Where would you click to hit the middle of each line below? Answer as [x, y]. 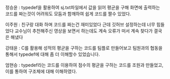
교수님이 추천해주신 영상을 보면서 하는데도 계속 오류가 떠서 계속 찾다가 [84, 31]
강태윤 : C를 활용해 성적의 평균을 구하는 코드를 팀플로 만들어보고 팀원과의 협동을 [84, 48]
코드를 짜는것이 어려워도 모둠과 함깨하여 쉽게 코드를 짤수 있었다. [68, 14]
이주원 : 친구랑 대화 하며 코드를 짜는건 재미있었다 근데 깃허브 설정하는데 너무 [80, 25]
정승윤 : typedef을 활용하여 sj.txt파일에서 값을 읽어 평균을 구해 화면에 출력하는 [83, 7]
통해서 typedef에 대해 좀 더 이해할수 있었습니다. [53, 54]
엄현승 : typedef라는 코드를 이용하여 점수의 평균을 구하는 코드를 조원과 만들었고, [84, 65]
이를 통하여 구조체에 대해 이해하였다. [41, 71]
